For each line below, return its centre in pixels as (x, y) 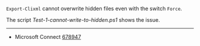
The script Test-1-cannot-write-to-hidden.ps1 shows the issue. (83, 20)
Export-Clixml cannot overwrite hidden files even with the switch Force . (94, 9)
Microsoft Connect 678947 (48, 37)
